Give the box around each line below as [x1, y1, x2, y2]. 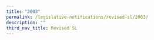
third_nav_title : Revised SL [6, 25, 78, 31]
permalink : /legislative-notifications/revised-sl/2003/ [6, 14, 149, 20]
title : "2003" [6, 8, 41, 15]
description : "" [6, 19, 46, 25]
